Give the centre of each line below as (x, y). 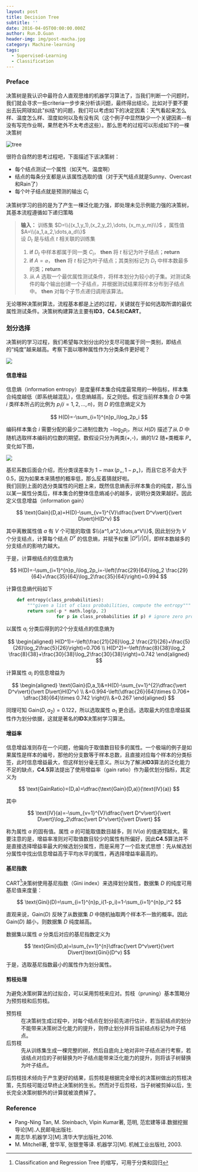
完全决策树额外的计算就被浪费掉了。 (55, 1093)
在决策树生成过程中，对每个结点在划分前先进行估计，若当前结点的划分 (106, 1021)
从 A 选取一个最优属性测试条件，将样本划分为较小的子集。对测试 (108, 276)
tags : (13, 50)
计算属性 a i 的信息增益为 (36, 673)
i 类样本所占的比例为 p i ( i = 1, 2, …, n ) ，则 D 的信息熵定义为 (76, 405)
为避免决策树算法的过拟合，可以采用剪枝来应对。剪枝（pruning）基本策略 (95, 994)
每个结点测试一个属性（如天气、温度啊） (64, 169)
